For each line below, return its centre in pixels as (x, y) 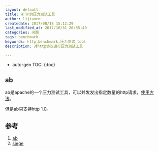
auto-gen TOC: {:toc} (34, 64)
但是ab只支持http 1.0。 (28, 109)
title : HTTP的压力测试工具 (30, 14)
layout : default (22, 10)
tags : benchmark (22, 37)
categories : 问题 (22, 32)
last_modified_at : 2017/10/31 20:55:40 (46, 28)
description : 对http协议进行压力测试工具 (44, 46)
